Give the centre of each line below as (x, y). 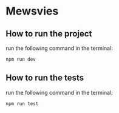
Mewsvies (32, 11)
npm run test (22, 104)
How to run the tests (45, 78)
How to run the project (49, 34)
